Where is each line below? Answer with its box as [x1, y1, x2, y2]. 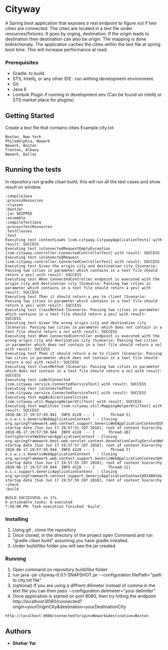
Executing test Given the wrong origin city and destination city [5, 320, 146, 325]
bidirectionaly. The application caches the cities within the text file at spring [5, 41, 161, 47]
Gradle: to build [12, 70, 44, 76]
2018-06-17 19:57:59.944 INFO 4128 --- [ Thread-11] [5, 465, 131, 470]
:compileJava [5, 193, 32, 198]
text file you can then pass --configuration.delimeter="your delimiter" [12, 588, 156, 594]
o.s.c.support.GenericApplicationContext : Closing [5, 469, 117, 474]
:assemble [5, 215, 26, 220]
